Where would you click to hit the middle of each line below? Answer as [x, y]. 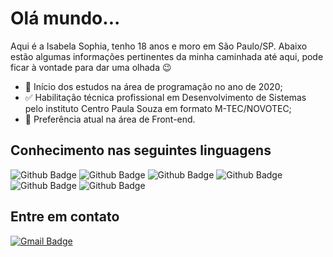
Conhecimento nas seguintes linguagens [141, 150]
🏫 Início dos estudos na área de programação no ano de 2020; [153, 86]
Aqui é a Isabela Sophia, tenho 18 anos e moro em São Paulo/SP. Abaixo [159, 46]
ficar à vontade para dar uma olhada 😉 [91, 67]
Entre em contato [65, 217]
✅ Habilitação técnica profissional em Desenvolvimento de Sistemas [165, 97]
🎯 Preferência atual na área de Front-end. [110, 119]
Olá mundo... [65, 18]
